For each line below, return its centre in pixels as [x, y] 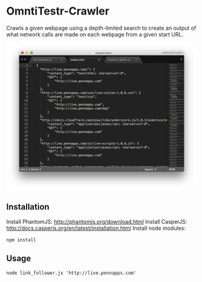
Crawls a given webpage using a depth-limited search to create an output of [101, 28]
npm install [21, 240]
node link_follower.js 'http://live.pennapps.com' [71, 273]
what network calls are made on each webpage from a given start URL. [95, 34]
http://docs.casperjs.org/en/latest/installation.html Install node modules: [96, 228]
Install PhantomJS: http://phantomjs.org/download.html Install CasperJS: [97, 221]
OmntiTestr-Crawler [58, 11]
